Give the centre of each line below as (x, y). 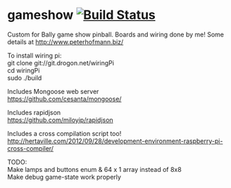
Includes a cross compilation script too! (64, 133)
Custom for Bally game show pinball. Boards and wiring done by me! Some (115, 34)
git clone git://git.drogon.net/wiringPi (61, 62)
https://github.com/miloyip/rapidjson (61, 120)
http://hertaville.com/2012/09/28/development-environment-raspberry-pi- (115, 141)
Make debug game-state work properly (64, 177)
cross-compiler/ (31, 148)
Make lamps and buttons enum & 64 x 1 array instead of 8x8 (94, 169)
